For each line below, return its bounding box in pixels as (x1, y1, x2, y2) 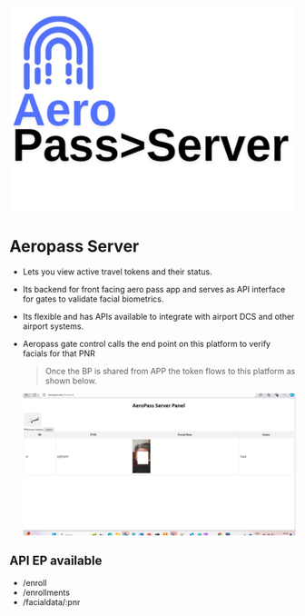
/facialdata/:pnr (22, 596, 81, 607)
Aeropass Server (9, 235, 140, 256)
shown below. (44, 375, 97, 386)
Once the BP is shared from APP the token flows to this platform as (44, 365, 296, 376)
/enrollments (22, 587, 71, 598)
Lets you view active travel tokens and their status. (22, 266, 212, 277)
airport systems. (22, 321, 84, 332)
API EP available (9, 553, 103, 569)
